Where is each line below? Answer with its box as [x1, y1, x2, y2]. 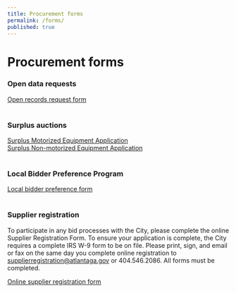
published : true [7, 23, 55, 30]
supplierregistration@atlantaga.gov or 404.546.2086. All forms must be [7, 256, 215, 265]
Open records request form [7, 95, 87, 103]
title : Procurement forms [7, 10, 83, 18]
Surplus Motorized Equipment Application [7, 136, 128, 145]
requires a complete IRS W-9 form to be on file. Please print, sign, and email [7, 241, 228, 249]
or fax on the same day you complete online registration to [7, 249, 178, 257]
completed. [7, 263, 40, 272]
